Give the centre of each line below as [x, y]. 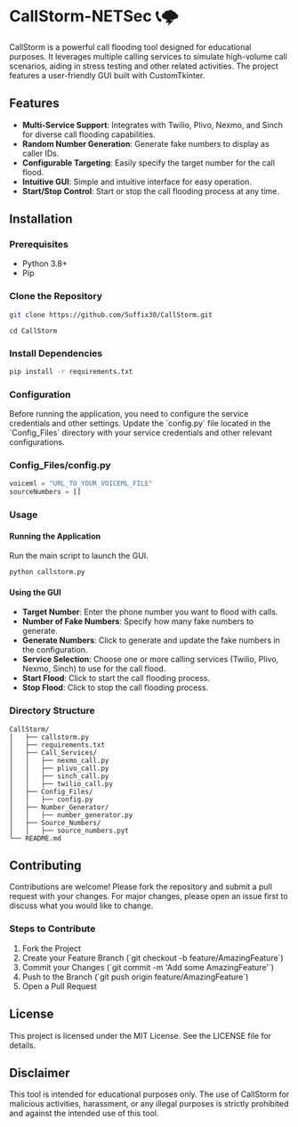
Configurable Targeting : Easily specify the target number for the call [149, 162]
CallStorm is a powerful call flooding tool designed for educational [130, 47]
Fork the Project [52, 948]
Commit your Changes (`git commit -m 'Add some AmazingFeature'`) [148, 967]
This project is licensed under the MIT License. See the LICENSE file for [141, 1035]
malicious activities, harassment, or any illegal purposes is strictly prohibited [149, 1104]
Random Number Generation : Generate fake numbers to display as [145, 143]
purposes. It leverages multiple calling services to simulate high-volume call [148, 56]
